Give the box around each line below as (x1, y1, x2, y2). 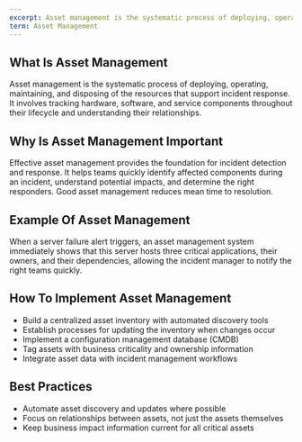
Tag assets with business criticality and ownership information (22, 343, 253, 354)
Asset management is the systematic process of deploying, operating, (9, 78, 269, 90)
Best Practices (9, 379, 93, 394)
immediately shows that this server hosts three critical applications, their (9, 245, 278, 257)
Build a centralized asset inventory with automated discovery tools (22, 314, 269, 325)
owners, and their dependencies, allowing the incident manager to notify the (9, 255, 292, 266)
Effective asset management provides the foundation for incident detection (9, 158, 287, 168)
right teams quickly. (9, 265, 83, 275)
